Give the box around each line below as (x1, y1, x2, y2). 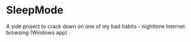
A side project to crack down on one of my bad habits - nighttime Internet (6, 23, 185, 30)
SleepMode (6, 3, 64, 17)
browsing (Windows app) (6, 29, 67, 36)
